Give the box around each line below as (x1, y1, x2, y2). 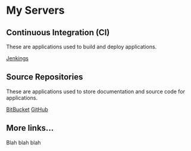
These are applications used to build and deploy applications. (6, 43, 157, 50)
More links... (6, 123, 54, 133)
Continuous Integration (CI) (6, 27, 110, 38)
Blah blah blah (6, 138, 41, 146)
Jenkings (6, 55, 29, 61)
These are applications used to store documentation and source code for (6, 88, 186, 95)
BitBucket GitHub (6, 106, 49, 113)
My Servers (6, 4, 65, 17)
